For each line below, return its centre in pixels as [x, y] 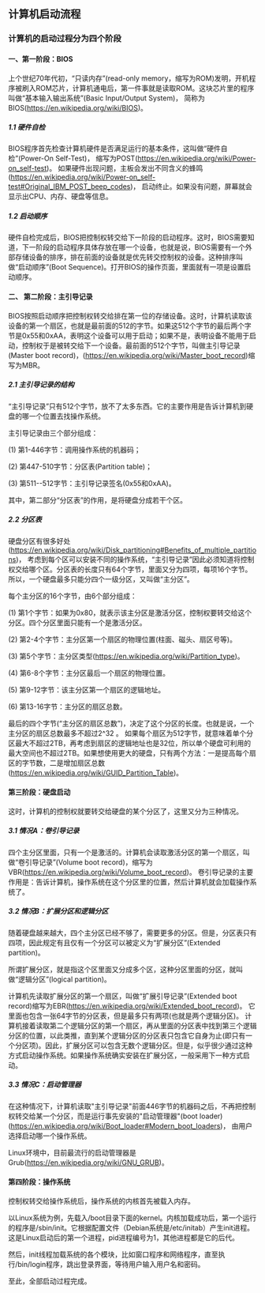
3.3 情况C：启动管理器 [45, 1084]
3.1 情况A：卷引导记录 [44, 831]
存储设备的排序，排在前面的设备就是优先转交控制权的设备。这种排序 [125, 257]
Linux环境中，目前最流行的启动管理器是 [72, 1152]
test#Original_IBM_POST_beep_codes [69, 187]
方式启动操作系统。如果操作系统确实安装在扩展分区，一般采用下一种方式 [125, 1055]
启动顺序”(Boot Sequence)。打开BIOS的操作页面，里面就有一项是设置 [131, 267]
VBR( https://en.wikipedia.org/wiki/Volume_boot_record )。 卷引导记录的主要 [131, 872]
